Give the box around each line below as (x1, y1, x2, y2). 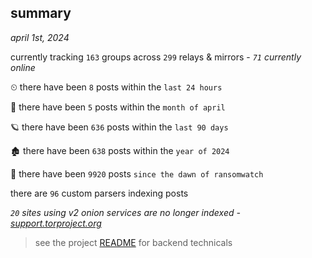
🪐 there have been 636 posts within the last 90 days (10, 121, 229, 133)
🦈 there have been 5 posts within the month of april (10, 101, 226, 113)
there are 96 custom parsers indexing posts (10, 187, 189, 199)
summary (10, 5, 72, 22)
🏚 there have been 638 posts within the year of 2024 (10, 144, 230, 156)
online (10, 61, 36, 73)
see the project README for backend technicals (34, 236, 233, 248)
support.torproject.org (10, 217, 102, 229)
